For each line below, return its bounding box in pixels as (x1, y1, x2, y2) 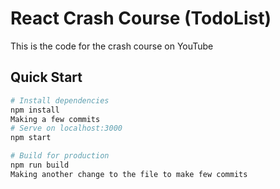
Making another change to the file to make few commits (10, 169, 248, 179)
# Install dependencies (10, 95, 110, 106)
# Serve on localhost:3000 (10, 123, 123, 134)
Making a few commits (10, 114, 101, 124)
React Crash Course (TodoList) (10, 7, 272, 30)
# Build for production (10, 151, 110, 161)
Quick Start (10, 69, 83, 86)
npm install (10, 105, 60, 115)
